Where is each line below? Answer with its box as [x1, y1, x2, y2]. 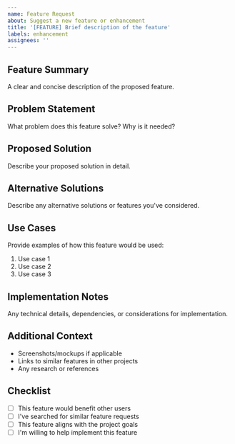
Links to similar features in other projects [17, 356, 138, 365]
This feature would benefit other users [17, 404, 131, 413]
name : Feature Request [7, 10, 75, 18]
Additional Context [7, 330, 93, 343]
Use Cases [7, 222, 56, 234]
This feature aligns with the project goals [17, 420, 139, 428]
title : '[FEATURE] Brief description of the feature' [7, 24, 171, 31]
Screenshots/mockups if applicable [17, 349, 123, 358]
